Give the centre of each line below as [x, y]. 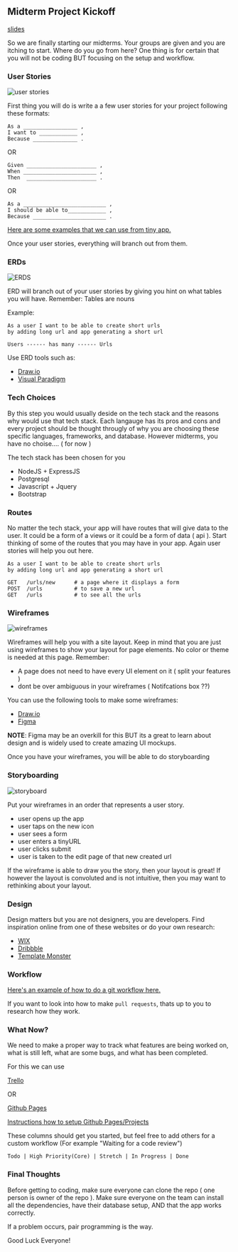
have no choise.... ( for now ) [49, 443]
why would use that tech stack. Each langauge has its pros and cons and [114, 421]
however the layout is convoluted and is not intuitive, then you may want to [117, 877]
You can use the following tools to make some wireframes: [93, 700]
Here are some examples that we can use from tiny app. [90, 230]
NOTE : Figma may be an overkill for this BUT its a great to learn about [109, 736]
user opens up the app [51, 818]
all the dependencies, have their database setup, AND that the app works [114, 1205]
